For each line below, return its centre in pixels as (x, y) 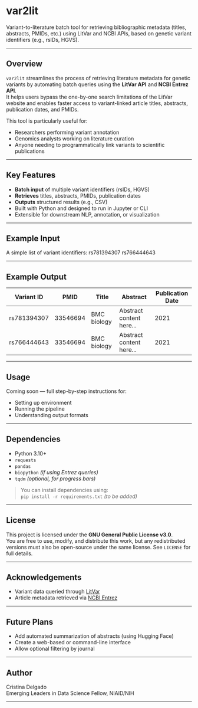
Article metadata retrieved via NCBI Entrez (66, 598)
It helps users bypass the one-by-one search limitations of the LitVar (89, 97)
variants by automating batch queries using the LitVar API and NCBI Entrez (97, 84)
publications (30, 151)
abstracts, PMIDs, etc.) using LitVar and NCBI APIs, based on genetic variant (99, 33)
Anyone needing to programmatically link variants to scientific (90, 145)
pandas (23, 466)
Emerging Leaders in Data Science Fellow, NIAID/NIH (70, 693)
